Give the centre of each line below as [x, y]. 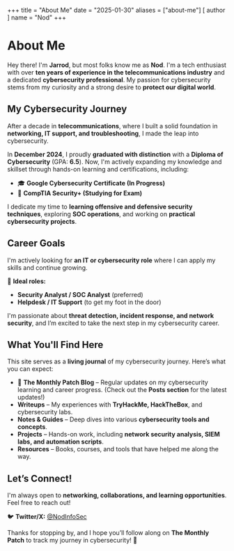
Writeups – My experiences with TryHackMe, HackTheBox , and [110, 405]
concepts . [32, 427]
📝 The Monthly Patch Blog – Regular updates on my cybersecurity [113, 382]
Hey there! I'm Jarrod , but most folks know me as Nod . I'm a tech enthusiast [117, 65]
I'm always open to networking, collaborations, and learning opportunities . [117, 495]
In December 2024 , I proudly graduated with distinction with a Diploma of [116, 154]
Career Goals [36, 243]
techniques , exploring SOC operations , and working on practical [101, 214]
